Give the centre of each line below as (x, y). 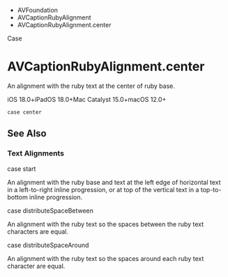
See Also (27, 134)
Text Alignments (36, 154)
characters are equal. (38, 231)
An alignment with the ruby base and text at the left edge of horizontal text (114, 182)
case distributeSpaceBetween (51, 210)
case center (24, 112)
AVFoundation (37, 10)
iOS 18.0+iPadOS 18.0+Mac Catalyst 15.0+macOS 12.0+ (87, 99)
